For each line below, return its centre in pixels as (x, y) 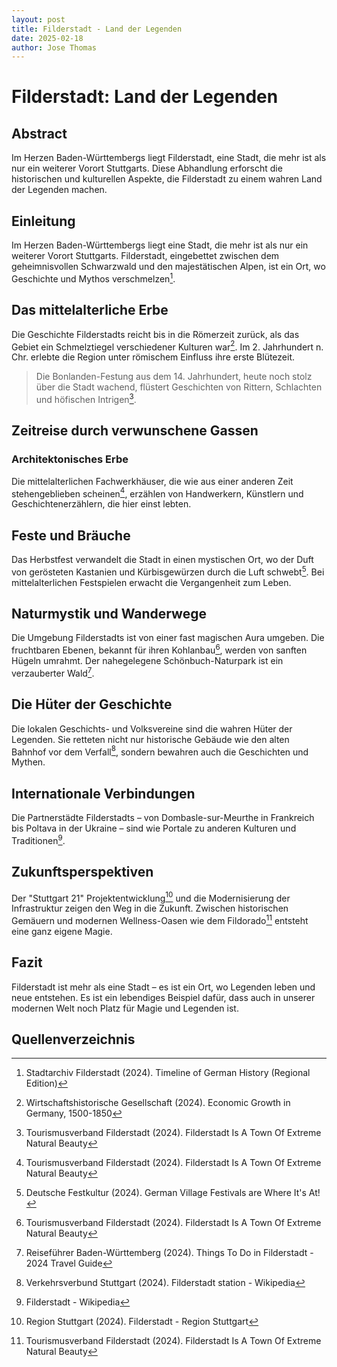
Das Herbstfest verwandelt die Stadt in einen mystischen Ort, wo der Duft (162, 559)
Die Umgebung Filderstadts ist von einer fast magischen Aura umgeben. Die (168, 638)
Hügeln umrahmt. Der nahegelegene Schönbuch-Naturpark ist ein (147, 661)
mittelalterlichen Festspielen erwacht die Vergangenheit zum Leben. (151, 582)
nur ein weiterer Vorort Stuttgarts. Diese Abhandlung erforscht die (147, 168)
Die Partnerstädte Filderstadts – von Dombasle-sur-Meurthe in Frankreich (163, 818)
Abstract (39, 133)
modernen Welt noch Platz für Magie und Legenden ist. (125, 1008)
